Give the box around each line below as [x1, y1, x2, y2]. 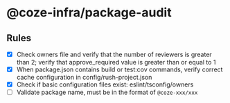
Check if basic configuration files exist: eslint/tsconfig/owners [16, 80, 194, 89]
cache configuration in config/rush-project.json [16, 73, 152, 82]
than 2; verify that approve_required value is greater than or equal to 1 [16, 58, 216, 67]
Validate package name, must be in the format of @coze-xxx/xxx [16, 88, 198, 97]
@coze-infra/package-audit [6, 5, 172, 21]
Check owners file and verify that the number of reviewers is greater [16, 50, 212, 58]
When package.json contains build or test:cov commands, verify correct [16, 65, 223, 73]
